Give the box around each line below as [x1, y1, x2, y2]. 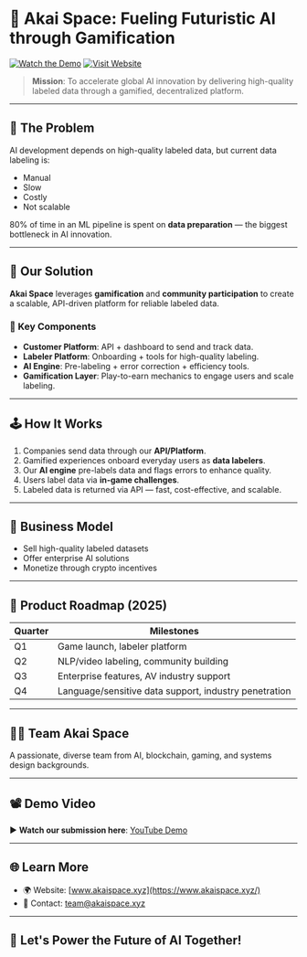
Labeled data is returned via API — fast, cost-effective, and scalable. [22, 484, 281, 494]
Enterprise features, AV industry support [58, 670, 231, 683]
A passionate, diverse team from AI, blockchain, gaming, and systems [9, 750, 272, 761]
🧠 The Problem [9, 121, 95, 136]
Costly [22, 191, 48, 202]
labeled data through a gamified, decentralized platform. [31, 85, 245, 96]
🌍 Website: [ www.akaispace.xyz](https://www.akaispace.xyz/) [22, 884, 261, 895]
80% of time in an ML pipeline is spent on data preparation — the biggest [9, 218, 288, 229]
